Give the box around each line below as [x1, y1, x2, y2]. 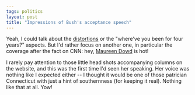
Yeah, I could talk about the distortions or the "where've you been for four [6, 36, 184, 43]
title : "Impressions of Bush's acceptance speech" [6, 19, 132, 25]
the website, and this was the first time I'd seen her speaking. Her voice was [6, 65, 190, 72]
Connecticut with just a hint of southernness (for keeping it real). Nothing [6, 78, 182, 85]
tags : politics [6, 8, 43, 15]
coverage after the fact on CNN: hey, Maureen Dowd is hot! [6, 48, 149, 55]
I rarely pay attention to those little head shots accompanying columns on [6, 59, 183, 66]
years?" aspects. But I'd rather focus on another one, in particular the [6, 41, 173, 48]
